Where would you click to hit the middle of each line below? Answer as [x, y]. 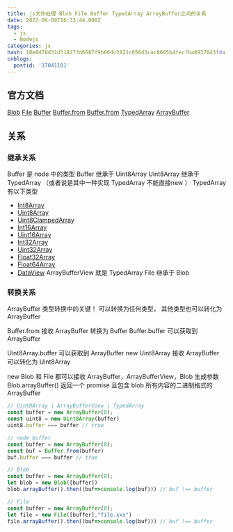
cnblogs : [20, 59]
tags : [15, 26]
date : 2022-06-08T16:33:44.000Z [54, 20]
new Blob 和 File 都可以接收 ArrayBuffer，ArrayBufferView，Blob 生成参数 [113, 377]
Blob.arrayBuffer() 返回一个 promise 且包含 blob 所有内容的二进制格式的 [110, 385]
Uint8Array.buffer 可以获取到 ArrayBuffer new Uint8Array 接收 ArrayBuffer [113, 353]
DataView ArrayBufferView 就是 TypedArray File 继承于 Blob [103, 273]
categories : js [29, 46]
